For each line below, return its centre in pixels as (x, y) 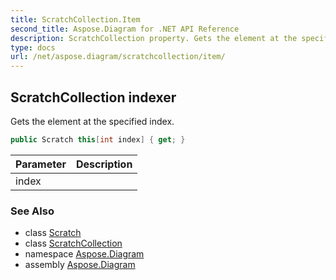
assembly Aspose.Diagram (80, 265)
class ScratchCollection (73, 243)
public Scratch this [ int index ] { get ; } (98, 139)
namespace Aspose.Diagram (84, 254)
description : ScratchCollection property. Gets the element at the (154, 38)
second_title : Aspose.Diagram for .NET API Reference (125, 29)
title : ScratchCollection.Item (75, 19)
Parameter (41, 164)
